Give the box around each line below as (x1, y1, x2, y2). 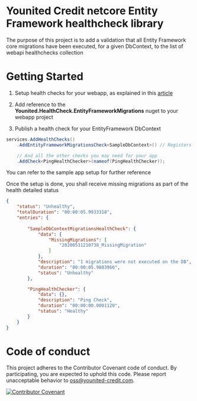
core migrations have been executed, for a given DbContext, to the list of (6, 43, 183, 50)
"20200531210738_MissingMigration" (59, 242, 147, 249)
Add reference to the (14, 101, 66, 108)
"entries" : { (17, 215, 49, 221)
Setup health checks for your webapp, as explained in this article (14, 89, 173, 96)
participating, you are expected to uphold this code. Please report (6, 371, 167, 378)
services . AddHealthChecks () (6, 136, 76, 142)
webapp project (14, 113, 53, 120)
